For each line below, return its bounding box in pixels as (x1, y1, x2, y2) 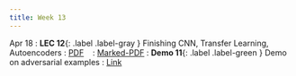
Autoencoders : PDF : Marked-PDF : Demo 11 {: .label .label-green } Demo (9, 46, 288, 58)
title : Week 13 (9, 13, 67, 22)
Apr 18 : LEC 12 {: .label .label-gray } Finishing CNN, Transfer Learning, (9, 38, 269, 48)
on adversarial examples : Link (9, 56, 122, 67)
